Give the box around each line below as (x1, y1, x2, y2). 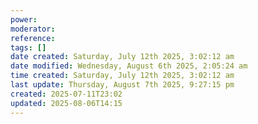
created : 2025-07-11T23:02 (10, 89, 123, 99)
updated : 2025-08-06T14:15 (10, 98, 123, 108)
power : (10, 14, 38, 25)
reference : (10, 33, 56, 43)
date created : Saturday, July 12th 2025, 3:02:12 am (10, 52, 235, 62)
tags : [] (10, 42, 47, 53)
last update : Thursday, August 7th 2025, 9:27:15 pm (10, 80, 235, 90)
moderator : (10, 24, 56, 34)
